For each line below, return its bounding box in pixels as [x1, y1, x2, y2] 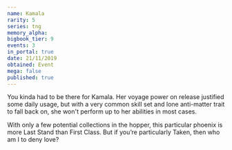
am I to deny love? [7, 136, 59, 144]
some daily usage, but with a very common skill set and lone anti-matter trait [7, 100, 225, 109]
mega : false [7, 67, 41, 74]
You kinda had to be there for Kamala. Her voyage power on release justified [7, 93, 224, 101]
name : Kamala [7, 10, 45, 17]
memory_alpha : [7, 29, 48, 36]
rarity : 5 [7, 17, 36, 23]
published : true [7, 74, 54, 81]
